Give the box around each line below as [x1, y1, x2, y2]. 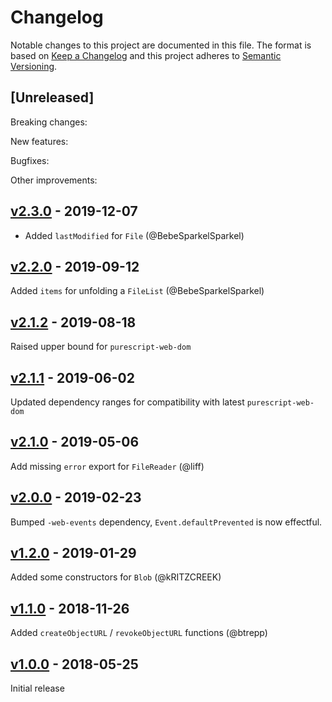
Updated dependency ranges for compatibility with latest [10, 396, 245, 408]
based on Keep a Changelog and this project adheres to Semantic [10, 49, 282, 61]
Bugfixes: [10, 154, 50, 166]
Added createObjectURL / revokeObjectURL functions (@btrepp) [10, 627, 268, 639]
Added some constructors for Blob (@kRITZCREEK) [10, 571, 222, 583]
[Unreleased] [10, 89, 95, 106]
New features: [10, 135, 69, 147]
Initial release [10, 682, 65, 695]
